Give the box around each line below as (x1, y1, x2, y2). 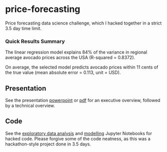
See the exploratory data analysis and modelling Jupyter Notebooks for (5, 130, 152, 136)
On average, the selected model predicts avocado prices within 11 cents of (5, 64, 158, 70)
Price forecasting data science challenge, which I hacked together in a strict (5, 20, 162, 26)
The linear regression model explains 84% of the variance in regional (5, 49, 147, 55)
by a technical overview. (5, 102, 55, 108)
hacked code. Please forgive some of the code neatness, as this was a (5, 135, 151, 141)
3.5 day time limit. (5, 25, 41, 31)
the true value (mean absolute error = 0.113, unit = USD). (5, 69, 121, 75)
